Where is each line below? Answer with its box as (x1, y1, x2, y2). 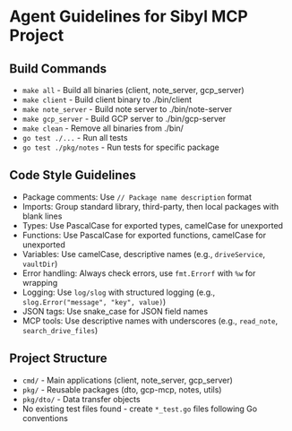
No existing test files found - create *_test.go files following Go (21, 403, 258, 414)
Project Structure (9, 351, 107, 366)
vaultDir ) (21, 258, 58, 269)
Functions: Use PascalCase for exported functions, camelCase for (21, 229, 267, 240)
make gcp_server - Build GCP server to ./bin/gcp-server (21, 114, 227, 124)
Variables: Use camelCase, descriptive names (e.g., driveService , (21, 248, 266, 259)
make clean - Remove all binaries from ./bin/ (21, 123, 184, 134)
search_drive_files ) (21, 324, 99, 335)
